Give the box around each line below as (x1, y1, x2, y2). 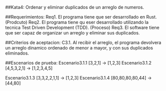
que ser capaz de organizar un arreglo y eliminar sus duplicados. (5, 30, 140, 35)
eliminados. (5, 50, 29, 56)
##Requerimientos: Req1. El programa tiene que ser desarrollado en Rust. (5, 14, 157, 19)
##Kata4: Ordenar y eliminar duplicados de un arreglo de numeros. (5, 4, 144, 10)
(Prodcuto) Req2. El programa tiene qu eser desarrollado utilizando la (5, 19, 149, 25)
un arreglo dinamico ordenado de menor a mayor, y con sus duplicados (5, 45, 153, 50)
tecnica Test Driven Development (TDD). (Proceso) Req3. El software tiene (5, 24, 160, 30)
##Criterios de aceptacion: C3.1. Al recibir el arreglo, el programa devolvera (5, 39, 161, 45)
